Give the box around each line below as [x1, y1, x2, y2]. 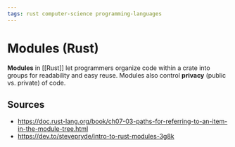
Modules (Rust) [7, 40, 99, 56]
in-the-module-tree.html [17, 125, 89, 133]
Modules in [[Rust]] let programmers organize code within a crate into [7, 64, 210, 72]
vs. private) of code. [7, 78, 66, 87]
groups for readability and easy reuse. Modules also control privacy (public [7, 71, 227, 79]
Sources [7, 99, 45, 111]
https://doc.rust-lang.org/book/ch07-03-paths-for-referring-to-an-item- [17, 117, 228, 126]
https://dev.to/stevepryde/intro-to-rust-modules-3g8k [17, 132, 174, 141]
